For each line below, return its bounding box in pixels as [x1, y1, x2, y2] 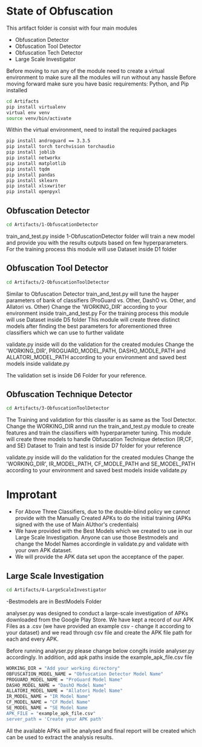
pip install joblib [6, 149, 56, 155]
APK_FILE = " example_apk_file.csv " [6, 710, 96, 717]
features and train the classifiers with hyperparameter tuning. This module [6, 429, 192, 436]
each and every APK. [6, 635, 59, 643]
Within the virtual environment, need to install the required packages [6, 126, 177, 134]
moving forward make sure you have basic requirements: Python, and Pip [6, 80, 189, 87]
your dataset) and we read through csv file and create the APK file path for [6, 629, 192, 636]
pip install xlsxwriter [6, 183, 67, 189]
